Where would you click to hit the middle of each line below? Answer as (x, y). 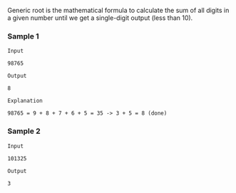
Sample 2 (24, 131)
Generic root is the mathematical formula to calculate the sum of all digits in (118, 10)
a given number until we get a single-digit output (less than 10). (100, 18)
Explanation (25, 101)
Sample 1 (23, 36)
